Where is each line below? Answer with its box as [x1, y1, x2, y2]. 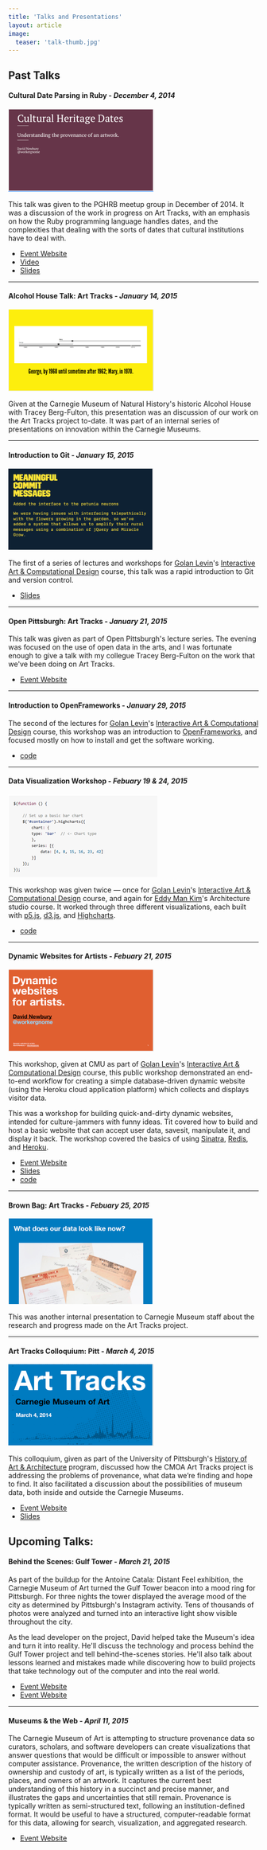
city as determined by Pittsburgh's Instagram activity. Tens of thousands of [8, 1600, 254, 1610]
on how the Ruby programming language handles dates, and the [8, 216, 219, 226]
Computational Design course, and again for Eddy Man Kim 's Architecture [8, 893, 250, 903]
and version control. [8, 576, 74, 585]
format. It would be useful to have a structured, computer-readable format [8, 1809, 251, 1819]
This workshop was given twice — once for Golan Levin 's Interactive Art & [8, 884, 252, 895]
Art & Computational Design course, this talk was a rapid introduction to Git [8, 567, 254, 576]
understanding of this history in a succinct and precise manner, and [8, 1784, 230, 1794]
